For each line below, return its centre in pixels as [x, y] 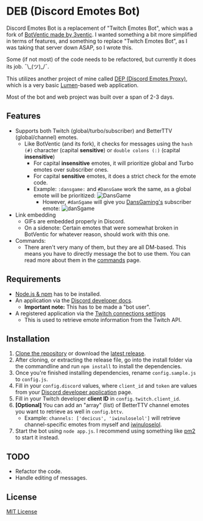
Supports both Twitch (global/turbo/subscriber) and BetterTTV [94, 131]
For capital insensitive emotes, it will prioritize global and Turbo [113, 163]
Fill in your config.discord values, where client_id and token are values [106, 386]
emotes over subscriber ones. [71, 169]
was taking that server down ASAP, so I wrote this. [69, 47]
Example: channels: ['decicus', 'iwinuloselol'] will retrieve [102, 418]
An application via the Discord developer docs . [74, 300]
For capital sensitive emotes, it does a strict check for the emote [115, 176]
